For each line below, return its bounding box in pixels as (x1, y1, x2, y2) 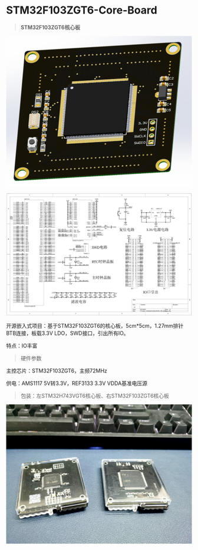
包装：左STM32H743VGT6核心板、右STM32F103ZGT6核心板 (20, 393, 170, 400)
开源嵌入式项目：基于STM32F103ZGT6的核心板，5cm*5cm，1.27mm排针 (6, 322, 184, 330)
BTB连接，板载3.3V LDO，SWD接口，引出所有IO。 (6, 330, 129, 337)
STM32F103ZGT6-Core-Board (6, 4, 157, 17)
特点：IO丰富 (6, 342, 38, 350)
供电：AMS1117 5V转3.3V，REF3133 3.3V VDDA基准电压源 (6, 380, 148, 387)
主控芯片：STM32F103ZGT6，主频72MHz (6, 367, 108, 374)
